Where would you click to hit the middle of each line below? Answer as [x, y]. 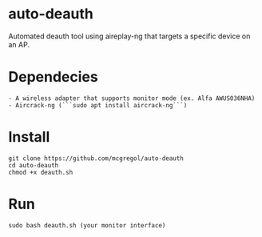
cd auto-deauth [34, 165]
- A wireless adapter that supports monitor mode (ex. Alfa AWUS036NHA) [132, 98]
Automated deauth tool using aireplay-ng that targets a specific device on [129, 36]
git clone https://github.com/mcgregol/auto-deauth [96, 158]
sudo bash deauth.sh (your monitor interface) [87, 225]
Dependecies [53, 77]
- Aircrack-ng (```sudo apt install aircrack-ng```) [98, 105]
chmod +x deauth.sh [41, 172]
